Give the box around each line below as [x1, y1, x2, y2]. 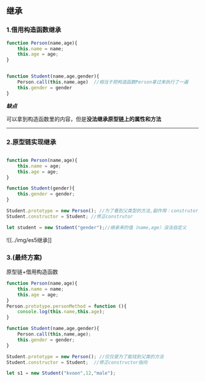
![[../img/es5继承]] [6, 236, 52, 243]
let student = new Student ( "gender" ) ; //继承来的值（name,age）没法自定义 [6, 224, 187, 230]
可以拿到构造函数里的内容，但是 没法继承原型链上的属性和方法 [6, 115, 162, 122]
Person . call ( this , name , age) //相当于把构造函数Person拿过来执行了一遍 [17, 79, 189, 86]
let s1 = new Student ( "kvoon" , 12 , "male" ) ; [6, 370, 116, 376]
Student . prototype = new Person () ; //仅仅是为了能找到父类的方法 [6, 353, 164, 359]
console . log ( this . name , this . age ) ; [17, 309, 105, 315]
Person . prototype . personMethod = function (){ [6, 303, 127, 309]
